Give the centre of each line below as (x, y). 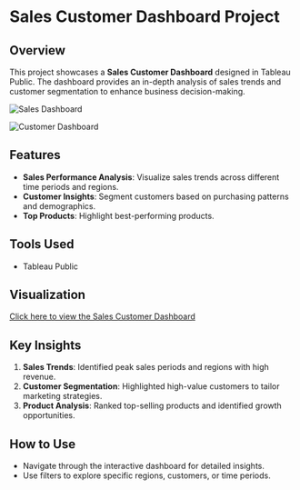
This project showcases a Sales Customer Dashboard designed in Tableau (150, 72)
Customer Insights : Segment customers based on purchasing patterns (155, 196)
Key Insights (45, 345)
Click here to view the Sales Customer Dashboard (102, 316)
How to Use (43, 444)
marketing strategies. (62, 396)
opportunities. (49, 415)
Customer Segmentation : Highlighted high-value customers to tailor (151, 386)
